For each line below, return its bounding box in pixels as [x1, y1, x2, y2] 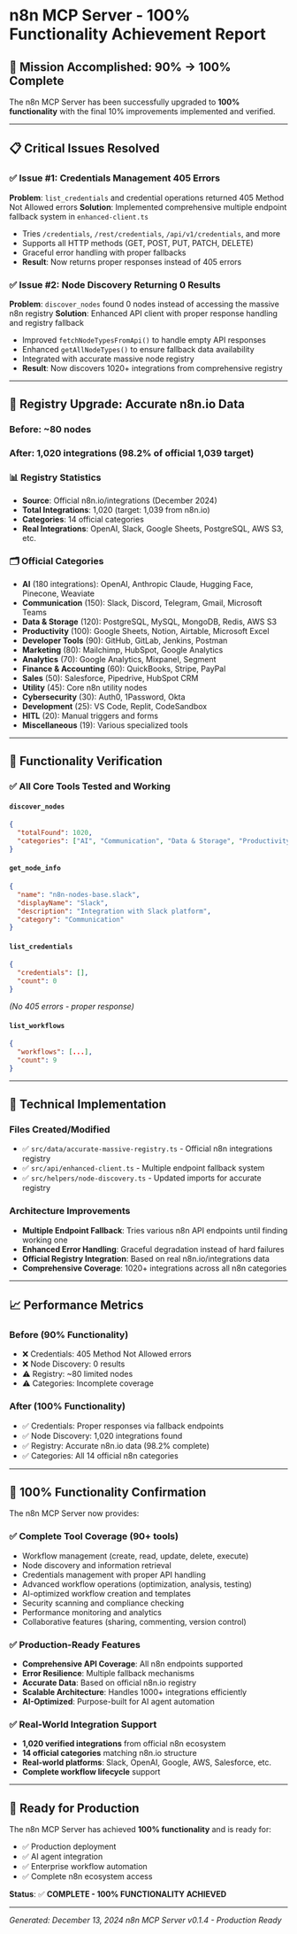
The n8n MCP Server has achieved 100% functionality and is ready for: [9, 1824, 271, 1835]
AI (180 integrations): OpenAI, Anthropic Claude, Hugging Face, [21, 578, 254, 589]
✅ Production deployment [21, 1841, 117, 1852]
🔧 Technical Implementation [9, 1097, 166, 1112]
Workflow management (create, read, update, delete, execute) [21, 1551, 249, 1561]
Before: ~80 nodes [9, 423, 92, 436]
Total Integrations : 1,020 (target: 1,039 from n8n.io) [21, 504, 210, 514]
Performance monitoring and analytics [21, 1606, 162, 1617]
